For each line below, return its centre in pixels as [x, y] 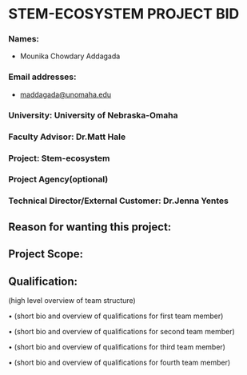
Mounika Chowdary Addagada [70, 56]
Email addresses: [42, 77]
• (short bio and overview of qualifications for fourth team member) [120, 362]
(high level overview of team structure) [72, 300]
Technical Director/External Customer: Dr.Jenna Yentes [119, 201]
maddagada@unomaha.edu [66, 94]
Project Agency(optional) [58, 179]
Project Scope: [46, 254]
